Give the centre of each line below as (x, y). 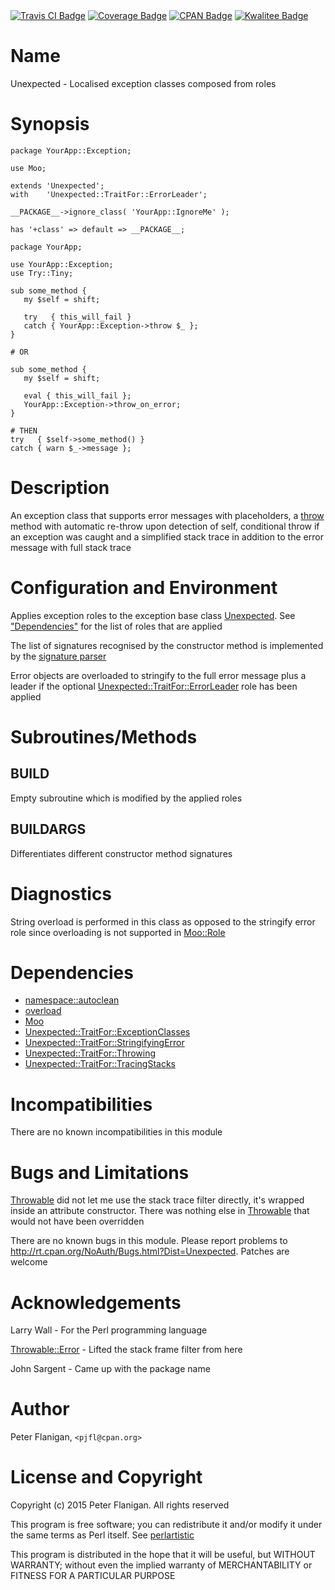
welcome (29, 1262)
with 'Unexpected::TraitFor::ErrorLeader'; (109, 194)
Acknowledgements (96, 1302)
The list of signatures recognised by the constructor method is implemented (167, 645)
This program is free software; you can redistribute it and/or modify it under (166, 1525)
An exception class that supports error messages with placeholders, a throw (167, 515)
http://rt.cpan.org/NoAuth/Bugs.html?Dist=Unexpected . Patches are (150, 1251)
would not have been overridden (77, 1221)
